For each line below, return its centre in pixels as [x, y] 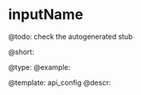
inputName [46, 15]
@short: [21, 51]
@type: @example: [39, 67]
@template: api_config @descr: [60, 82]
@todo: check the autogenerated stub [70, 36]
